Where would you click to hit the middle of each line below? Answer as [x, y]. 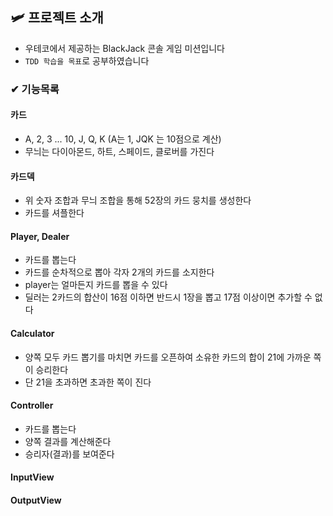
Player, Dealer [40, 236]
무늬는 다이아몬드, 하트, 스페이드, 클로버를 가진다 [119, 151]
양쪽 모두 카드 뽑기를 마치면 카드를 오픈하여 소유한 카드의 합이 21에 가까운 [168, 357]
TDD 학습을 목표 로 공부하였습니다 [87, 60]
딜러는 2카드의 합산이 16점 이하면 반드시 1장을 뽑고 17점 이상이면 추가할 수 [168, 297]
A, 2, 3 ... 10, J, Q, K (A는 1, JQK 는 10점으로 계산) [123, 139]
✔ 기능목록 [35, 89]
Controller [32, 405]
